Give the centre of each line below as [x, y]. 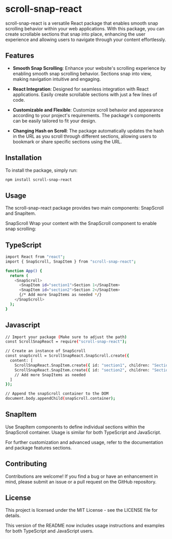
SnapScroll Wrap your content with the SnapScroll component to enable [81, 224]
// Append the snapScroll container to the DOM [57, 394]
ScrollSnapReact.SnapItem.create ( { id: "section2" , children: [82, 370]
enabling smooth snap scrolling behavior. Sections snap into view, [82, 73]
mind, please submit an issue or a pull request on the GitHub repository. [81, 481]
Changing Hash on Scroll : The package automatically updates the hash [88, 131]
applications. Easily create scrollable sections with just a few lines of [85, 94]
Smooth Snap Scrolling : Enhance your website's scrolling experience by [89, 68]
